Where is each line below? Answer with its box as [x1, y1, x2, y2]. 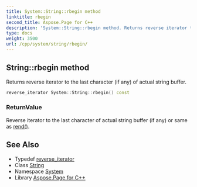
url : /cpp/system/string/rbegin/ [6, 41, 88, 47]
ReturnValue [6, 103, 42, 112]
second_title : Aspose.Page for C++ [6, 19, 93, 25]
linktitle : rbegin [6, 14, 51, 20]
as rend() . [6, 123, 30, 130]
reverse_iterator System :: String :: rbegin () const [6, 89, 130, 95]
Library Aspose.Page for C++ [14, 174, 86, 181]
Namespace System [14, 168, 63, 175]
